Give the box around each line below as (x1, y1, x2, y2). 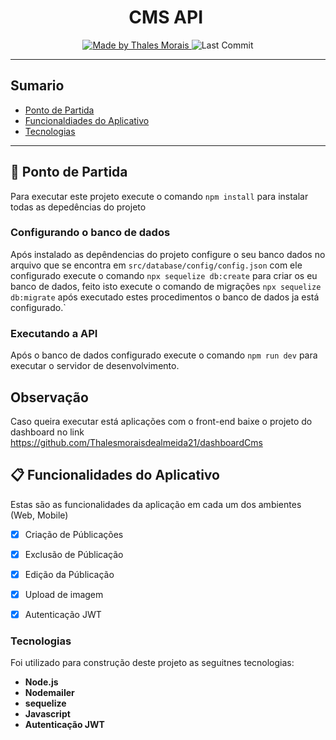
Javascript (24, 708, 71, 720)
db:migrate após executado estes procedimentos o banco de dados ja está (10, 291, 320, 303)
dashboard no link (10, 426, 85, 438)
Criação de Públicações (24, 528, 124, 540)
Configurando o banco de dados (10, 226, 171, 240)
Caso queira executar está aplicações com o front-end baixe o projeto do (10, 415, 313, 427)
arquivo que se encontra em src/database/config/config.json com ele (10, 259, 303, 271)
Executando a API (10, 326, 98, 340)
